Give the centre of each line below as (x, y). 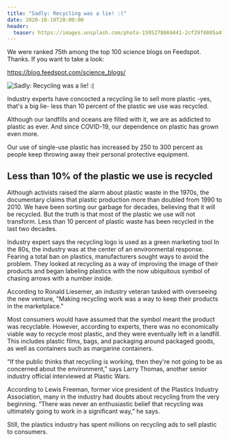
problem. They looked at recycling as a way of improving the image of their (113, 264)
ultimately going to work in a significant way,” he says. (84, 412)
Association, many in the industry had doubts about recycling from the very (113, 397)
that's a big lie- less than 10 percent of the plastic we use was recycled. (108, 106)
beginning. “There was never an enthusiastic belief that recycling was (105, 404)
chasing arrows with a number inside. (60, 278)
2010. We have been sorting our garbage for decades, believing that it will (111, 207)
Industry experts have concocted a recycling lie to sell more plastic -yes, (110, 99)
